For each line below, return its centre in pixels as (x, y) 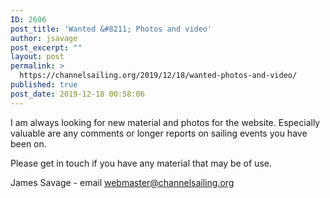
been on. (28, 143)
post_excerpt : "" (46, 47)
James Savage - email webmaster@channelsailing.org (122, 182)
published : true (44, 85)
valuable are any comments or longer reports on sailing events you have (159, 133)
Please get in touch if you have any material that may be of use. (141, 163)
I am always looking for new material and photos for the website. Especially (165, 122)
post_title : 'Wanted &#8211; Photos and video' (111, 29)
